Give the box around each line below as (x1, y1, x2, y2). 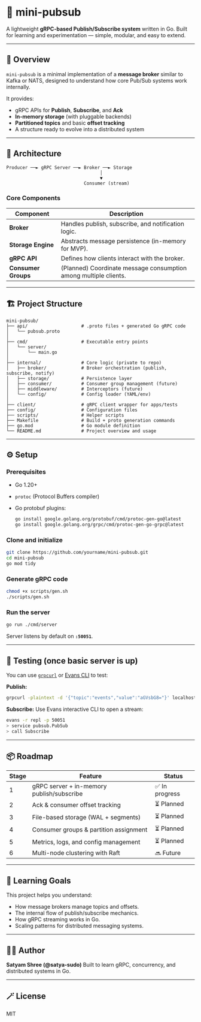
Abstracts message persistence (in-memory (60, 237, 187, 245)
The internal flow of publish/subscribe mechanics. (14, 909, 139, 917)
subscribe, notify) (6, 370, 55, 376)
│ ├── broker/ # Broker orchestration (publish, (6, 365, 167, 371)
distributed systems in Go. (6, 967, 71, 975)
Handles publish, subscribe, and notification (60, 219, 184, 228)
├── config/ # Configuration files (6, 407, 138, 413)
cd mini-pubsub (6, 555, 44, 561)
